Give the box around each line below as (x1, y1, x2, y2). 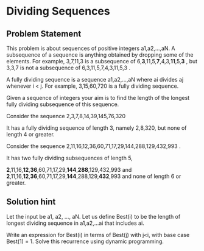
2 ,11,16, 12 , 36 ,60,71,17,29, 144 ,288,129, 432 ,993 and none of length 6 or (6, 172, 181, 180)
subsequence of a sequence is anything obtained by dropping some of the (6, 51, 194, 58)
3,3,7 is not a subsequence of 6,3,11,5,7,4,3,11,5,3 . (6, 64, 131, 71)
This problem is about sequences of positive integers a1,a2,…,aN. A (6, 44, 175, 52)
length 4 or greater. (6, 131, 55, 138)
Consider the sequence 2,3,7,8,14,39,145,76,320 (6, 113, 126, 119)
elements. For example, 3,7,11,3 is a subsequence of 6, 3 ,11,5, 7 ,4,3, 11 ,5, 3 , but (6, 58, 198, 65)
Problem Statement (6, 29, 82, 39)
